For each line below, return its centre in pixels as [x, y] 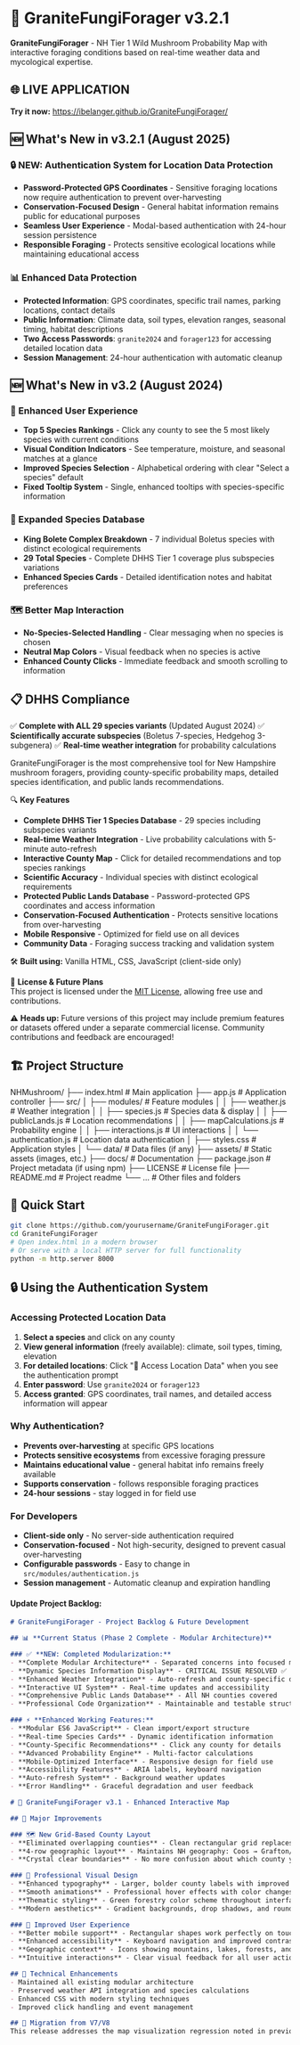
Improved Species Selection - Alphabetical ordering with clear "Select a [156, 468]
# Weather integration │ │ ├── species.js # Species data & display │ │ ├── [149, 1111]
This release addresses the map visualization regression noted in [138, 2032]
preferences [45, 586]
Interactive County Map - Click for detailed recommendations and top [152, 858]
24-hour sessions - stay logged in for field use [109, 1493]
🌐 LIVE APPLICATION [70, 90]
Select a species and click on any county [99, 1337]
